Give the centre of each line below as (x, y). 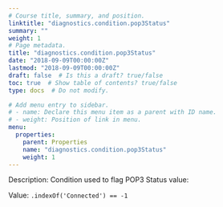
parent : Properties (55, 142)
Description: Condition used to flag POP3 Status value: (99, 180)
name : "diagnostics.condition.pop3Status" (95, 149)
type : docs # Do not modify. (59, 90)
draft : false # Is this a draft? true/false (85, 75)
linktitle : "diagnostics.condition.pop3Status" (89, 23)
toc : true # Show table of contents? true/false (93, 83)
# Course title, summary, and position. (77, 16)
